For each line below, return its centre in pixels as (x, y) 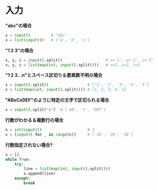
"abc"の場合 (19, 26)
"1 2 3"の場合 (19, 50)
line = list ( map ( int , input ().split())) (67, 169)
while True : (18, 159)
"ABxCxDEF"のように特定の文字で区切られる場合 (57, 100)
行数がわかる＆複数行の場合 (34, 120)
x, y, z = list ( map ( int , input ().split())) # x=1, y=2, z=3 (73, 65)
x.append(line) (40, 174)
